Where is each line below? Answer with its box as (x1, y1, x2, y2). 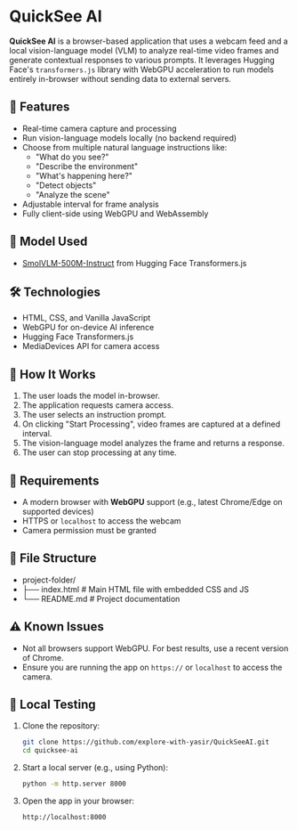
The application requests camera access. (21, 400, 174, 411)
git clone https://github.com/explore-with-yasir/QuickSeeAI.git (21, 737, 269, 747)
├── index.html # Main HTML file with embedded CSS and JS (21, 583, 249, 594)
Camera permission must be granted (21, 525, 157, 535)
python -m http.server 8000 (21, 779, 126, 789)
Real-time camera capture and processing (21, 123, 177, 134)
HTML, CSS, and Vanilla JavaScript (21, 313, 151, 323)
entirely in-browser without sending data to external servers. (9, 73, 231, 84)
